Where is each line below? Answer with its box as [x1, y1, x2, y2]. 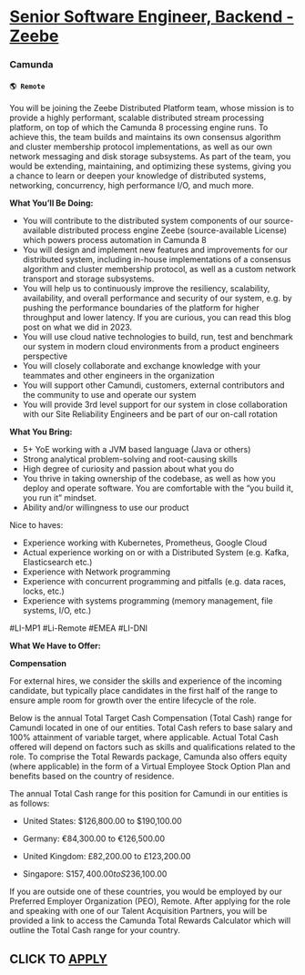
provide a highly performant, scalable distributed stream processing [9, 112, 265, 124]
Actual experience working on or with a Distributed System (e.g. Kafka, [22, 547, 290, 558]
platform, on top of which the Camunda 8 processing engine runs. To [9, 122, 269, 133]
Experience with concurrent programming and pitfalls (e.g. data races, [22, 576, 287, 587]
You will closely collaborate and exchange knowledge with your [22, 361, 261, 371]
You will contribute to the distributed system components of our [22, 216, 262, 227]
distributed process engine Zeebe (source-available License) [57, 225, 288, 236]
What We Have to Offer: [9, 640, 102, 652]
